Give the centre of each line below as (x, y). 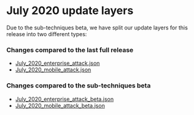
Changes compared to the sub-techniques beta (79, 86)
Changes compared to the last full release (70, 50)
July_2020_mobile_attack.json (53, 70)
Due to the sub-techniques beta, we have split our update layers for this (97, 28)
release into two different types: (47, 34)
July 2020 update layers (70, 11)
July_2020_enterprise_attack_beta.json (64, 99)
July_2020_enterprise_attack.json (57, 63)
